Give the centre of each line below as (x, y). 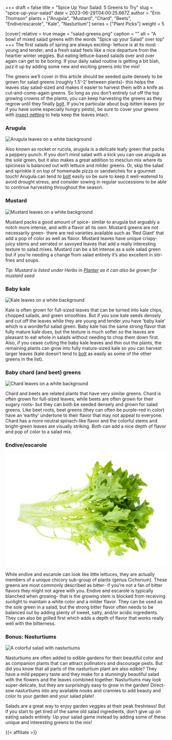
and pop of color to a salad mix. (39, 432)
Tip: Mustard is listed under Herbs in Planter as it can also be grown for (81, 270)
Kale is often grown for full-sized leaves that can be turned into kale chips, (84, 310)
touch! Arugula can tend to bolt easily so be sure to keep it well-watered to (84, 176)
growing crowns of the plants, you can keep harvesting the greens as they (84, 98)
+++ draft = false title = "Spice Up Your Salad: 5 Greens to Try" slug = (79, 7)
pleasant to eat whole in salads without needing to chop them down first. (82, 337)
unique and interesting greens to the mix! (49, 723)
